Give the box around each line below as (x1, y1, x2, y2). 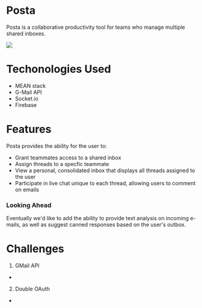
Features (6, 123, 52, 136)
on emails (14, 186, 39, 193)
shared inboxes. (6, 29, 46, 37)
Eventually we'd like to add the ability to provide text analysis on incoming (6, 215, 189, 222)
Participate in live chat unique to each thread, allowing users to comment (14, 179, 196, 186)
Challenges (6, 242, 64, 256)
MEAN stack (14, 82, 46, 89)
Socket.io (14, 94, 39, 102)
